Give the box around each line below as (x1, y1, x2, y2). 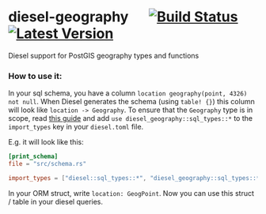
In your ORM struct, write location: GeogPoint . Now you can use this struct (8, 188, 255, 197)
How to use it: (8, 70, 63, 81)
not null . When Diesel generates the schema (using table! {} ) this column (8, 97, 255, 107)
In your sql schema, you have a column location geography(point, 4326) (8, 88, 248, 98)
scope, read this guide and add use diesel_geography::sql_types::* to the (8, 114, 253, 123)
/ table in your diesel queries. (8, 197, 104, 206)
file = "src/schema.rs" (8, 160, 87, 168)
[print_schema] (8, 152, 59, 161)
